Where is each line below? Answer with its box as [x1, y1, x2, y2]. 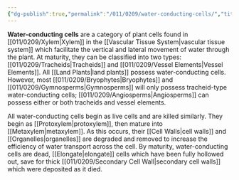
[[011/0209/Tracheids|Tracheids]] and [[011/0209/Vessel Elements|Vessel [7, 60, 223, 68]
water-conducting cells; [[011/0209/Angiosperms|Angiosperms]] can [7, 90, 210, 99]
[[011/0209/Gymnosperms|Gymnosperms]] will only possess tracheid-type [7, 83, 228, 91]
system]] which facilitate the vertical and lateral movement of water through [7, 45, 230, 53]
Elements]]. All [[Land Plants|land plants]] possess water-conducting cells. [7, 68, 226, 76]
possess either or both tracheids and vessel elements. [7, 97, 166, 107]
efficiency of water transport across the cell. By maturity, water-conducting [7, 142, 228, 150]
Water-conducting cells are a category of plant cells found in [7, 30, 188, 38]
